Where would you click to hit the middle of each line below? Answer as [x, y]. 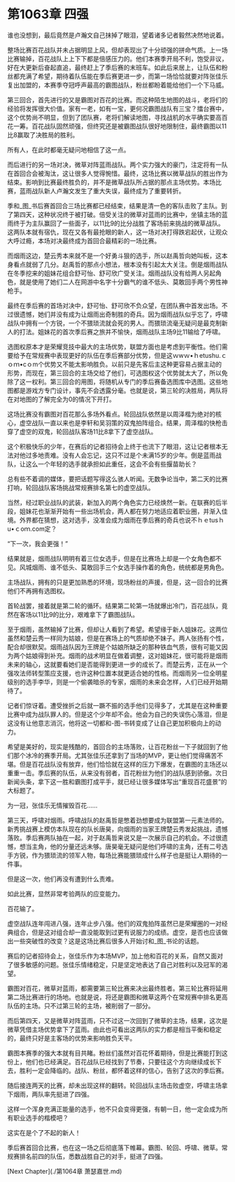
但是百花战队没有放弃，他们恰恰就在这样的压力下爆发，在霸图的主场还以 [123, 764]
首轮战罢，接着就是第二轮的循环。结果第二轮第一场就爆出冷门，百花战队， [114, 606]
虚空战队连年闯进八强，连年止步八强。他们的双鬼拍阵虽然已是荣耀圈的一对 [114, 923]
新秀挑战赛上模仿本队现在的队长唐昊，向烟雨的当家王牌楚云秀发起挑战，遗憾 [117, 829]
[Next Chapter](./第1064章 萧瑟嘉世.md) [65, 1171]
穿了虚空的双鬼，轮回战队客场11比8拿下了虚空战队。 [82, 431]
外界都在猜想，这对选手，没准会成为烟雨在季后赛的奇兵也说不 [108, 520]
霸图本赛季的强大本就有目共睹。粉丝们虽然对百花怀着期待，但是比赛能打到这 [117, 1053]
